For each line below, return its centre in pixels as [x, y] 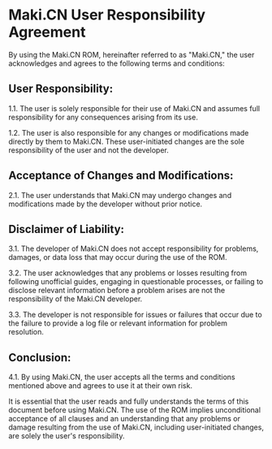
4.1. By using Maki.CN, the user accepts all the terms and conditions [122, 377]
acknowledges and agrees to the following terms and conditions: [117, 63]
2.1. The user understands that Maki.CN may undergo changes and [120, 195]
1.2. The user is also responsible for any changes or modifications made [129, 132]
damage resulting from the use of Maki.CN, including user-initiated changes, [136, 427]
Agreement [47, 32]
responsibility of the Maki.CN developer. [76, 299]
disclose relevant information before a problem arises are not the [117, 291]
